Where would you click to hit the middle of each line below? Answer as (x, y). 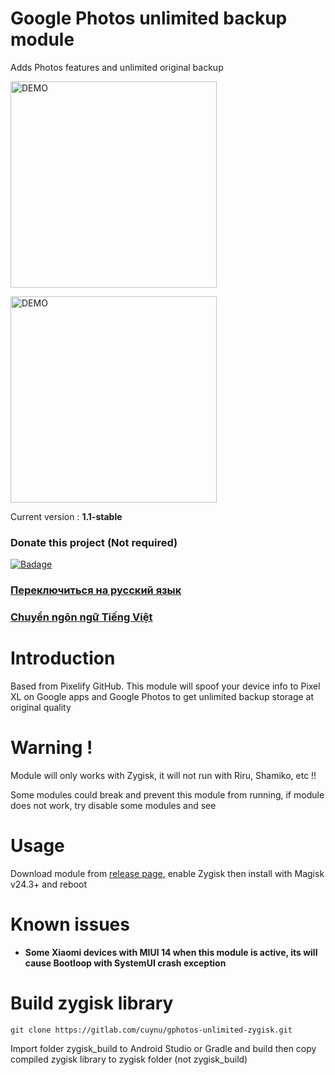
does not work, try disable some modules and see (113, 805)
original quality (41, 708)
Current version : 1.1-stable (66, 516)
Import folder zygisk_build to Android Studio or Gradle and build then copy (163, 1048)
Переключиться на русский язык (96, 590)
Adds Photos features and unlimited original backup (117, 67)
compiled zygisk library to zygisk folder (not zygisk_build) (129, 1059)
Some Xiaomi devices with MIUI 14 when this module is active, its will (171, 952)
